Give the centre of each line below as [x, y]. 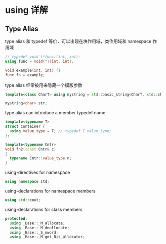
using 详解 [27, 10]
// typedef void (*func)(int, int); [43, 57]
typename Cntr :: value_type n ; [41, 158]
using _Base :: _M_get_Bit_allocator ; [47, 237]
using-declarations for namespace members [50, 191]
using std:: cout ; [23, 200]
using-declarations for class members [44, 209]
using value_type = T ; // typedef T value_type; [61, 131]
